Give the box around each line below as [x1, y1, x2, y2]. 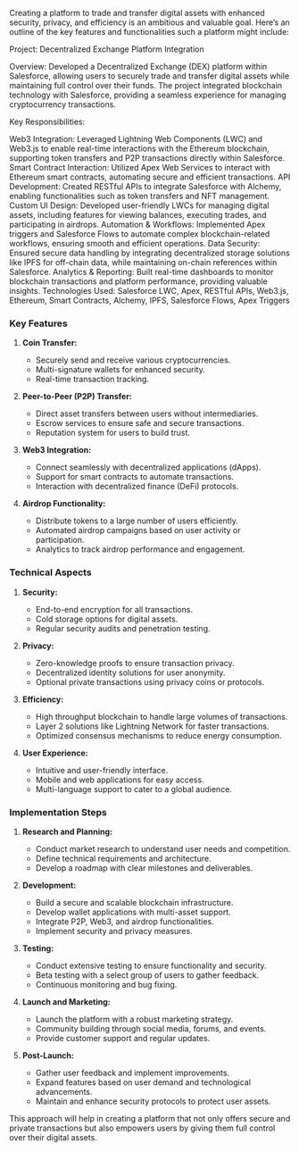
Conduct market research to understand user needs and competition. [35, 843, 291, 854]
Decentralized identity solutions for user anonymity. [35, 667, 226, 678]
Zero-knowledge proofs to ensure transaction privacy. [35, 657, 235, 668]
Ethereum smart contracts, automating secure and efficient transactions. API [9, 171, 291, 182]
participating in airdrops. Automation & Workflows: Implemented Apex [9, 219, 266, 230]
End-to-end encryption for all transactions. [35, 604, 194, 614]
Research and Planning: [21, 826, 113, 837]
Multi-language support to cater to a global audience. [35, 783, 232, 794]
